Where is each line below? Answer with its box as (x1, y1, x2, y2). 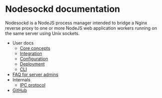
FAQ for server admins (12, 71, 59, 77)
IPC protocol (19, 82, 46, 88)
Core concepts (19, 45, 51, 51)
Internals (12, 77, 31, 83)
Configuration (19, 55, 48, 61)
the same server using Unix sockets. (5, 30, 80, 36)
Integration (19, 50, 42, 56)
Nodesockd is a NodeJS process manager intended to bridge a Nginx (5, 20, 148, 26)
